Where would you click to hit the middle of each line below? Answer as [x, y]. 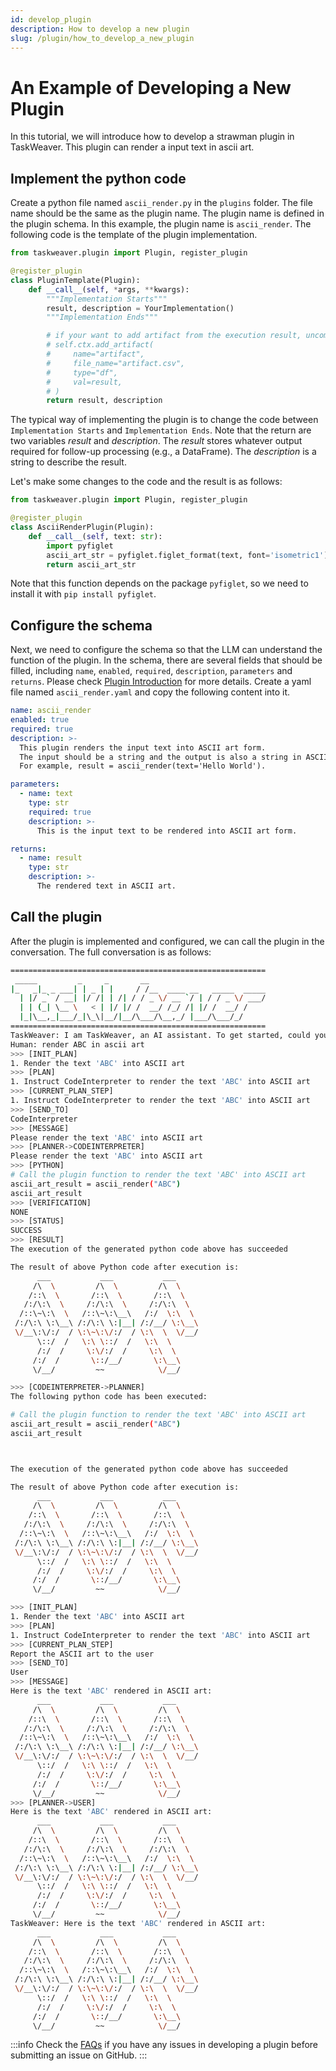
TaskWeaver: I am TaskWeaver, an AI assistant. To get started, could [160, 1035]
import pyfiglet [80, 546]
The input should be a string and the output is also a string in [160, 757]
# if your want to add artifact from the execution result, [174, 336]
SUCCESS [26, 1231]
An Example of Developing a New [151, 87]
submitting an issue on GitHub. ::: [79, 2055]
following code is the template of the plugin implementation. [134, 235]
